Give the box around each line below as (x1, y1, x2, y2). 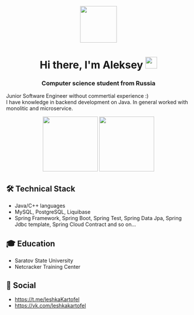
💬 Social (6, 280, 36, 290)
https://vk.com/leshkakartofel (14, 302, 86, 309)
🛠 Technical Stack (6, 184, 76, 194)
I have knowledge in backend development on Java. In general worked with (6, 99, 189, 106)
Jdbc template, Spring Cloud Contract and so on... (14, 221, 137, 228)
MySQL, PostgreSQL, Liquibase (14, 208, 91, 215)
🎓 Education (6, 238, 56, 248)
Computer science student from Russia (41, 79, 156, 87)
